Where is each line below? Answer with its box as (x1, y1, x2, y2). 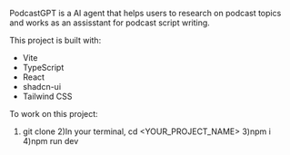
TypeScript (22, 63, 65, 73)
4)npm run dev (22, 136, 79, 146)
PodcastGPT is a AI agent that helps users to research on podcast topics (9, 8, 282, 18)
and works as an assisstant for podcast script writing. (9, 17, 211, 28)
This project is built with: (9, 35, 102, 45)
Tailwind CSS (22, 91, 73, 102)
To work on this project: (9, 109, 98, 119)
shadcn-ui (22, 82, 62, 92)
